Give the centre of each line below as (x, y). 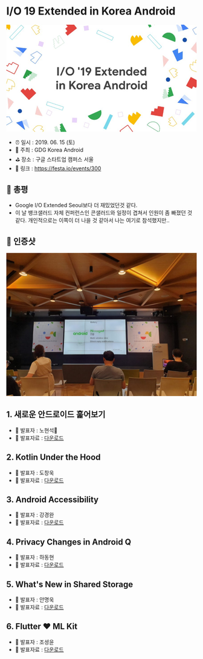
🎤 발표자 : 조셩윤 (34, 642)
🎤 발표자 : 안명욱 (34, 600)
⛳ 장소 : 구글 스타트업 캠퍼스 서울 (54, 159)
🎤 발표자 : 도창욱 (34, 472)
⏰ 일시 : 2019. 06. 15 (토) (45, 142)
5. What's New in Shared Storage (70, 584)
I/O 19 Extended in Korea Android (91, 11)
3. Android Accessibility (53, 500)
